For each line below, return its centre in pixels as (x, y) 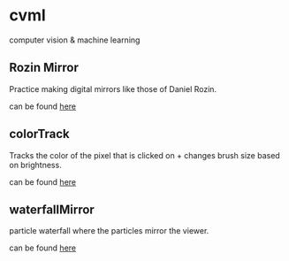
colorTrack (39, 134)
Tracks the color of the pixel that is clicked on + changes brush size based (144, 155)
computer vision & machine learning (75, 40)
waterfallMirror (52, 209)
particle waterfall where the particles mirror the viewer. (109, 231)
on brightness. (35, 165)
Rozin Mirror (44, 68)
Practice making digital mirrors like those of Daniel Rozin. (113, 88)
